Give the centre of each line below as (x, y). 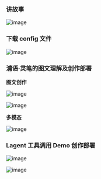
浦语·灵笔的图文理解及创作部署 (49, 68)
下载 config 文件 (29, 39)
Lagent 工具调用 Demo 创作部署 (51, 145)
